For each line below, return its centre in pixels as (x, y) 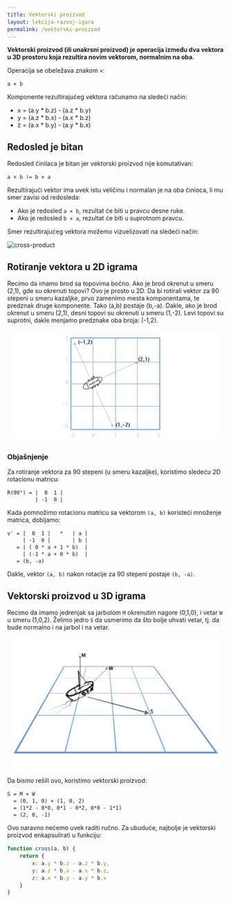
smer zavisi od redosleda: (44, 197)
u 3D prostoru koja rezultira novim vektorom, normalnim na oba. (101, 57)
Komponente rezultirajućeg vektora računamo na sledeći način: (98, 97)
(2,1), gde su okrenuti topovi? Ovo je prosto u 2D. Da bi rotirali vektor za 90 (113, 291)
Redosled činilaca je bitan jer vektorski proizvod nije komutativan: (100, 163)
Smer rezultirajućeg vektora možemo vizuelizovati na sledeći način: (103, 231)
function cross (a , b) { (41, 849)
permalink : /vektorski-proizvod (54, 29)
